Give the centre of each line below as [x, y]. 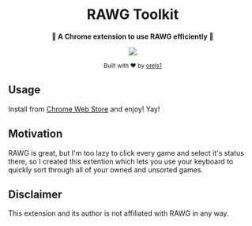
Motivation [36, 134]
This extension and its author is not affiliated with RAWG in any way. [118, 213]
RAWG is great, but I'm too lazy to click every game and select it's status [126, 153]
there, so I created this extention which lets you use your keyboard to [121, 161]
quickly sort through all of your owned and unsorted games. [106, 169]
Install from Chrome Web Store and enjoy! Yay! [84, 109]
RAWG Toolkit [133, 15]
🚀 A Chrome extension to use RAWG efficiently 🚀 [133, 36]
